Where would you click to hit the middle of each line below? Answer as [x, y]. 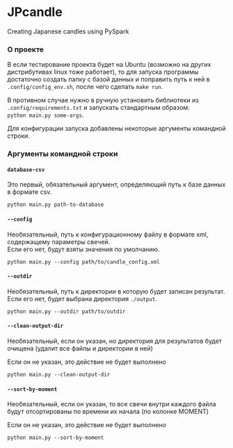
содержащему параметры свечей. [59, 241]
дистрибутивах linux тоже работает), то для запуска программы [103, 72]
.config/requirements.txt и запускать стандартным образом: [98, 108]
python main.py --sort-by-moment [56, 438]
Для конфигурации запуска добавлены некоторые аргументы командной [116, 129]
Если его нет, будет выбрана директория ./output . [82, 298]
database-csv [26, 170]
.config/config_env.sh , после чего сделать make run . [85, 87]
